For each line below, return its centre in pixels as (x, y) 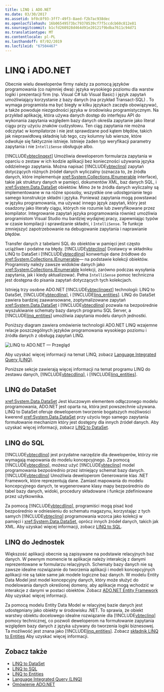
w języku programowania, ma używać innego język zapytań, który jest (76, 203)
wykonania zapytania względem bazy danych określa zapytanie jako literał (80, 120)
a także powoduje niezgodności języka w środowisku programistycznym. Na (82, 110)
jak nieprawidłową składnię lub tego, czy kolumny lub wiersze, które (73, 136)
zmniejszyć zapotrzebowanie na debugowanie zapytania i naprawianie (76, 229)
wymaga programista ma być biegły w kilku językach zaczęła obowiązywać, (82, 105)
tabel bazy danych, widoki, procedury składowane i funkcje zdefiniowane (79, 491)
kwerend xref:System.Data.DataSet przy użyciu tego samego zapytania (77, 417)
